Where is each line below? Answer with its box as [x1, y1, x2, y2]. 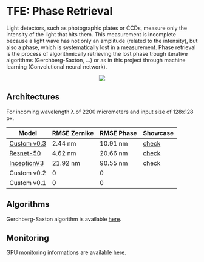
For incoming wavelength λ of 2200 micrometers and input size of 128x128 [6, 108, 194, 115]
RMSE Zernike [52, 129, 94, 137]
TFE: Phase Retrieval [6, 4, 113, 18]
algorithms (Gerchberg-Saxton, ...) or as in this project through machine [6, 56, 186, 64]
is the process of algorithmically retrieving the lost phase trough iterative [6, 50, 188, 57]
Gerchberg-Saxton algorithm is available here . [6, 215, 122, 223]
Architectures [6, 92, 60, 102]
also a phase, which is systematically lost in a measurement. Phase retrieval [6, 44, 196, 51]
